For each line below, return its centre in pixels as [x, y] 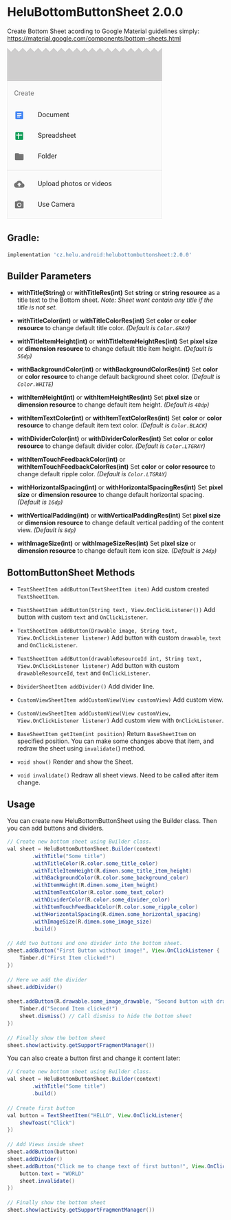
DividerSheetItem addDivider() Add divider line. [86, 687]
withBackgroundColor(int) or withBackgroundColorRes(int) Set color [117, 369]
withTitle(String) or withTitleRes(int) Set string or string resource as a [119, 293]
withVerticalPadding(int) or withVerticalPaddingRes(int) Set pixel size [119, 516]
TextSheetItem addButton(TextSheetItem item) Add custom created [113, 589]
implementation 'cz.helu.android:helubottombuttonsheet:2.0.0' [100, 255]
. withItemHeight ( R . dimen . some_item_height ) [95, 885]
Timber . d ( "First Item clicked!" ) [67, 958]
